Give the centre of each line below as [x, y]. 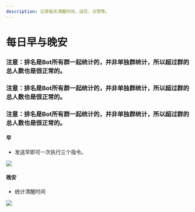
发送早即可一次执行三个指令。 [50, 152]
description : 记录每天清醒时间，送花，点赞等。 [58, 11]
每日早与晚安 [37, 42]
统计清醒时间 [30, 192]
